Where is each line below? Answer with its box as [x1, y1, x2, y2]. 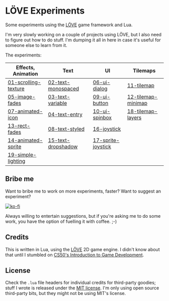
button [93, 99, 109, 106]
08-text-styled [48, 125, 84, 132]
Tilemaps [133, 67, 156, 74]
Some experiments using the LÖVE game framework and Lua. [5, 22, 133, 28]
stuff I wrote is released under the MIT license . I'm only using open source [5, 285, 159, 291]
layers [127, 114, 142, 121]
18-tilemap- [127, 107, 158, 114]
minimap [127, 99, 147, 106]
